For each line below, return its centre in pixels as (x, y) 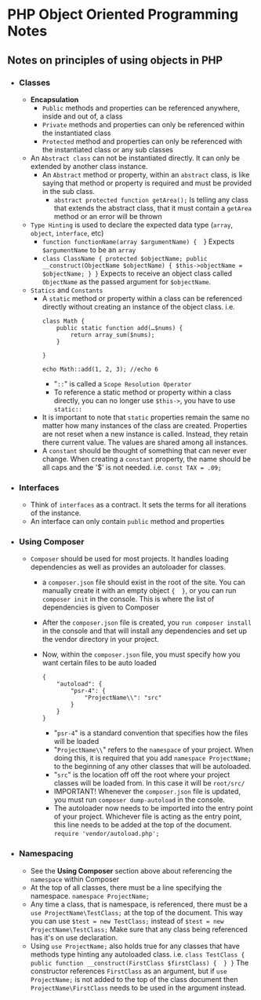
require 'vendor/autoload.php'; (107, 834)
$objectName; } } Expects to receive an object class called (137, 273)
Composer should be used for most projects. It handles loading (129, 559)
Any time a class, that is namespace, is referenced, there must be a (139, 904)
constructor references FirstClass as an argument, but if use (129, 971)
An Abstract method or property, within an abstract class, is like (146, 174)
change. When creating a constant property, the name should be (147, 459)
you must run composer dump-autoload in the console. (139, 800)
